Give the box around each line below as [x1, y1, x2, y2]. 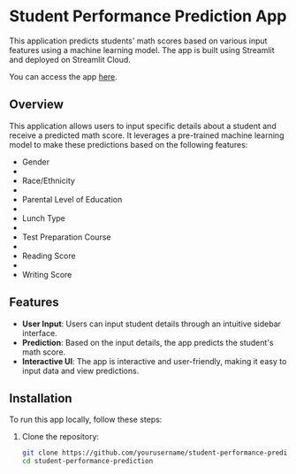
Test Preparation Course [21, 232, 111, 242]
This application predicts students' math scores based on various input [9, 35, 268, 46]
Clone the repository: [21, 432, 100, 442]
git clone [21, 448, 59, 457]
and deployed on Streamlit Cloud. [9, 54, 131, 65]
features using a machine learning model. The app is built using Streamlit [9, 44, 276, 55]
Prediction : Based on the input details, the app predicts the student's [21, 337, 274, 348]
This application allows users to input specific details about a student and [9, 120, 277, 131]
